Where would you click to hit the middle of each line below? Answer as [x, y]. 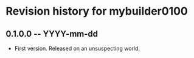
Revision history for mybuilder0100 [97, 11]
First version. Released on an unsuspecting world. [77, 48]
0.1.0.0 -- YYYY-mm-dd [52, 34]
